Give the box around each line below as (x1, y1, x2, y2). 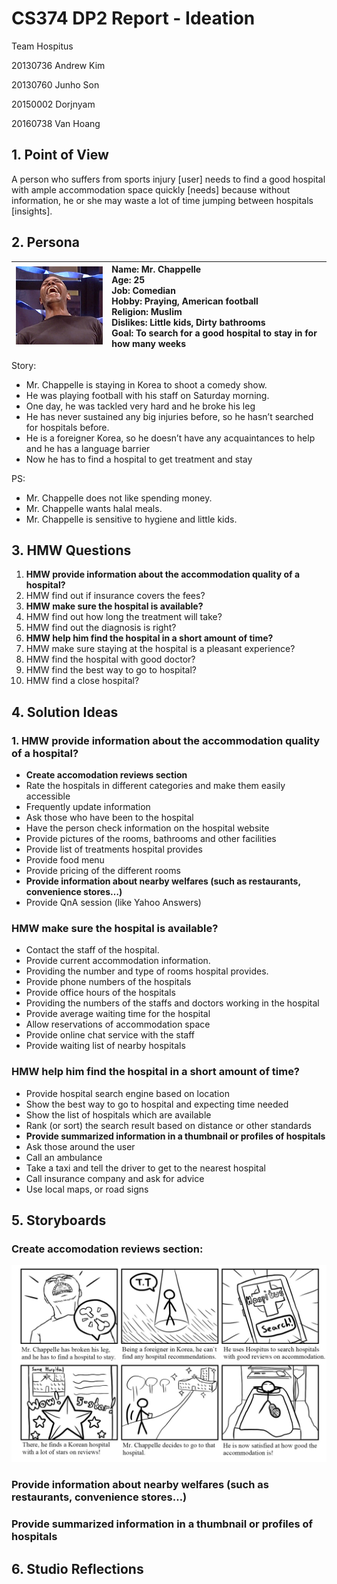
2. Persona (11, 234, 80, 251)
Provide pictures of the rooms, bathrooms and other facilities (25, 833, 277, 845)
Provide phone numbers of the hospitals (25, 976, 192, 988)
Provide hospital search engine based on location (25, 1087, 230, 1099)
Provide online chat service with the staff (25, 1029, 196, 1041)
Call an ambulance (25, 1151, 103, 1163)
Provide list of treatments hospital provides (25, 843, 203, 856)
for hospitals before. (25, 421, 110, 433)
